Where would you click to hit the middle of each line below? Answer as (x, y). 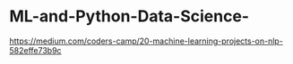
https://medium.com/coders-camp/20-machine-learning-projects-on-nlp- (146, 41)
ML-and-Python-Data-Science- (129, 16)
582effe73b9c (35, 50)
